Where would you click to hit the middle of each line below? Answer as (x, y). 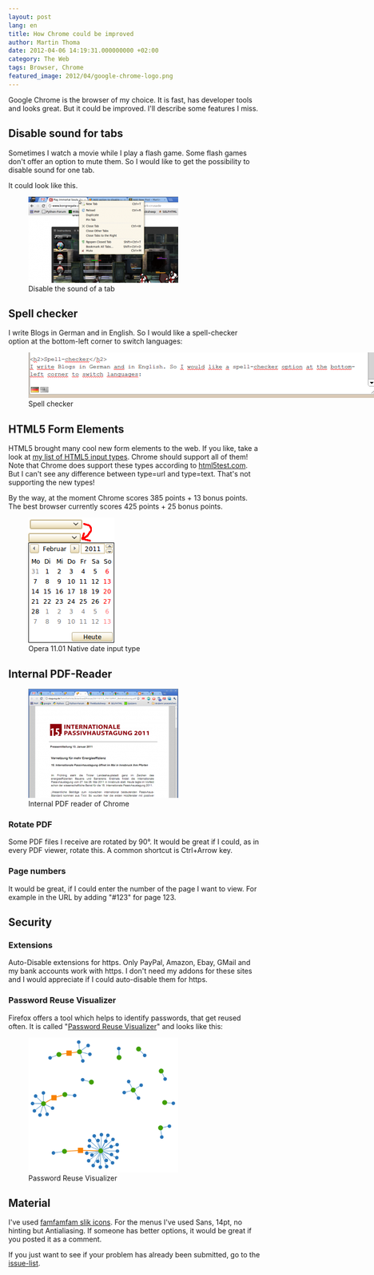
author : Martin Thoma (44, 42)
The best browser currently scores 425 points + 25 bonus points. (115, 507)
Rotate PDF (30, 824)
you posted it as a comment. (55, 1239)
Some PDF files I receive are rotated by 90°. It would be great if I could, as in (134, 842)
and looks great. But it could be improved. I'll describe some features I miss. (133, 108)
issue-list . (24, 1263)
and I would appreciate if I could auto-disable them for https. (108, 979)
